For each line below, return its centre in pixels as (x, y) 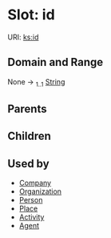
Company (35, 183)
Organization (40, 191)
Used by (28, 164)
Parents (27, 109)
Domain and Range (55, 62)
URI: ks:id (23, 37)
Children (29, 136)
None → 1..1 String (36, 82)
